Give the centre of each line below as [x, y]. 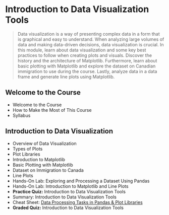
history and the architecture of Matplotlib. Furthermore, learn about [87, 60]
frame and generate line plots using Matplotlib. [66, 77]
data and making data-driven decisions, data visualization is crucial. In [91, 44]
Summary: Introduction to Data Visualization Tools [65, 197]
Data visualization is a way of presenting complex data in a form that [89, 34]
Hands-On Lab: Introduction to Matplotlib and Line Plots [70, 186]
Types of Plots [27, 149]
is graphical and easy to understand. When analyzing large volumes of [91, 39]
